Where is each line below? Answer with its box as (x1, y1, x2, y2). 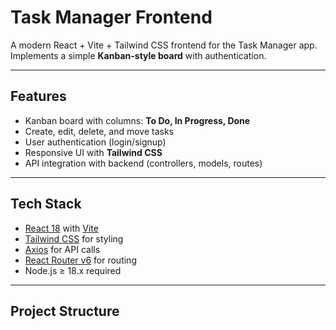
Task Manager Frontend (10, 6, 213, 29)
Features (10, 88, 67, 105)
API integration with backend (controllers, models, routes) (24, 157, 263, 169)
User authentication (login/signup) (24, 136, 167, 148)
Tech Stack (10, 196, 82, 213)
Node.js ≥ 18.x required (24, 264, 122, 276)
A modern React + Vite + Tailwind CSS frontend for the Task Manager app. (10, 39, 318, 51)
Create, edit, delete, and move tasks (24, 125, 175, 137)
